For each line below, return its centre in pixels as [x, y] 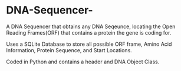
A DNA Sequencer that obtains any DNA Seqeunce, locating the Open [91, 26]
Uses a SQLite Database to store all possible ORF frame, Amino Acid [89, 44]
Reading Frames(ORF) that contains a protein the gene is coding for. [89, 32]
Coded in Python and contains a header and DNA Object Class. [83, 62]
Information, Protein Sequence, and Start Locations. [69, 50]
